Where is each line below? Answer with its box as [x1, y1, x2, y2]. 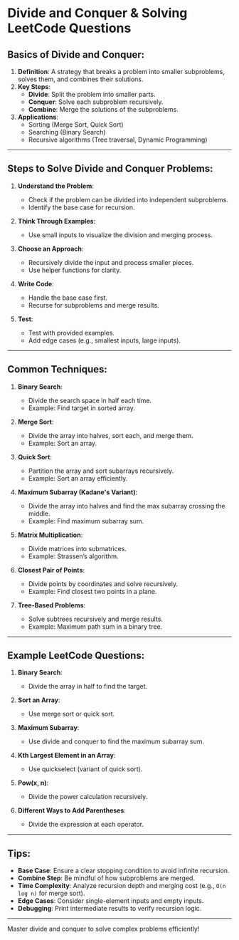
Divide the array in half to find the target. [28, 682, 148, 691]
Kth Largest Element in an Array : [17, 751, 116, 760]
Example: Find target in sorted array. [28, 404, 135, 412]
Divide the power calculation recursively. [28, 793, 148, 801]
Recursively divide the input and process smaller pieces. [28, 258, 194, 266]
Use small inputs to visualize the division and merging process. [28, 230, 213, 239]
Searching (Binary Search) [28, 128, 106, 136]
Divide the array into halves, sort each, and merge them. [28, 431, 193, 439]
